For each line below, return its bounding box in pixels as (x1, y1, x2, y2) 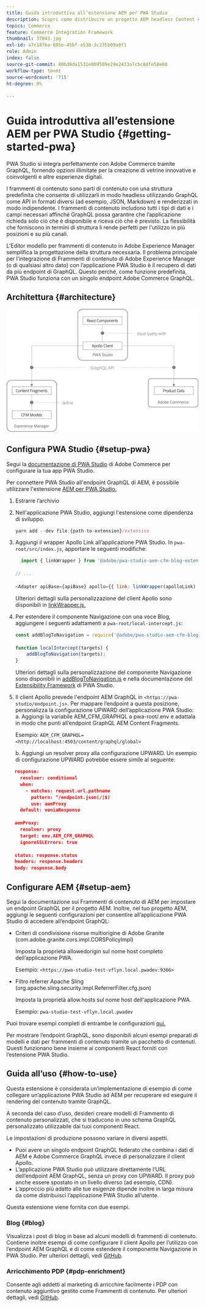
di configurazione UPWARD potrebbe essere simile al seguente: (15, 756, 176, 764)
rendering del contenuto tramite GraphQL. (6, 1098, 112, 1105)
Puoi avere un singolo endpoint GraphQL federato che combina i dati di (15, 1146, 194, 1153)
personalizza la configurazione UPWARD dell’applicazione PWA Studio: (15, 706, 194, 714)
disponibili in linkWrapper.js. (15, 601, 86, 608)
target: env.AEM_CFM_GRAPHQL (20, 833, 95, 839)
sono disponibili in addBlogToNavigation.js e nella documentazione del (15, 675, 193, 682)
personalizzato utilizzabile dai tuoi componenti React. (6, 1122, 140, 1130)
